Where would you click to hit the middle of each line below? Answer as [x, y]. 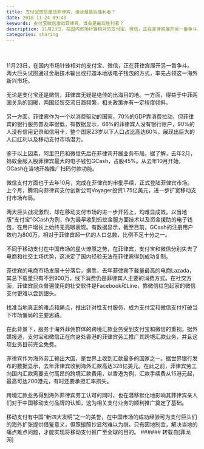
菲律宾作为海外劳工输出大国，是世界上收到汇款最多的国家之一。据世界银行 [99, 358]
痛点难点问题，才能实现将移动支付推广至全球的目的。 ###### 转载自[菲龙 [99, 432]
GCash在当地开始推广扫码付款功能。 [52, 169]
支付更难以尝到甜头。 [33, 293]
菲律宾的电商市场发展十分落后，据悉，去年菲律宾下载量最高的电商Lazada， [100, 271]
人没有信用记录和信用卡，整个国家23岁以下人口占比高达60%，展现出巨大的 [101, 132]
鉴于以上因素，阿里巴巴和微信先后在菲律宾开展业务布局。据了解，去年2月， [101, 153]
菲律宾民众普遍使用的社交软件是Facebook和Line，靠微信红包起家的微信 [106, 286]
